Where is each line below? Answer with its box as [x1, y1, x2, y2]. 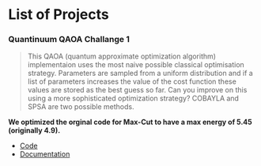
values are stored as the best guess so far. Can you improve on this [27, 85, 248, 95]
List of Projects [8, 6, 109, 24]
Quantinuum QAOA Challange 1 [8, 34, 130, 45]
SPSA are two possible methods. [27, 102, 134, 111]
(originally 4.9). [8, 126, 61, 135]
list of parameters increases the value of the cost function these [27, 77, 237, 86]
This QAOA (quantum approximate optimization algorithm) [27, 51, 216, 61]
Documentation [19, 149, 70, 159]
